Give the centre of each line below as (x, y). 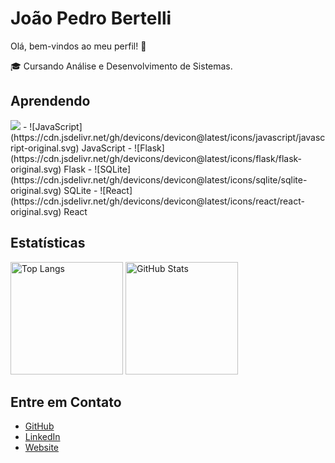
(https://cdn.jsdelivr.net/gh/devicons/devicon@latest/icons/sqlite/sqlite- (159, 179)
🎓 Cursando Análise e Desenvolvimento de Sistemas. (121, 66)
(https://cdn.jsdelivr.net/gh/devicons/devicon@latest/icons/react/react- (157, 201)
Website (42, 448)
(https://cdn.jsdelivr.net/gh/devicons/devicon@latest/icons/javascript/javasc (168, 137)
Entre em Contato (66, 402)
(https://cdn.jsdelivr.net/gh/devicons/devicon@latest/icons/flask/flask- (156, 158)
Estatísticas (48, 243)
